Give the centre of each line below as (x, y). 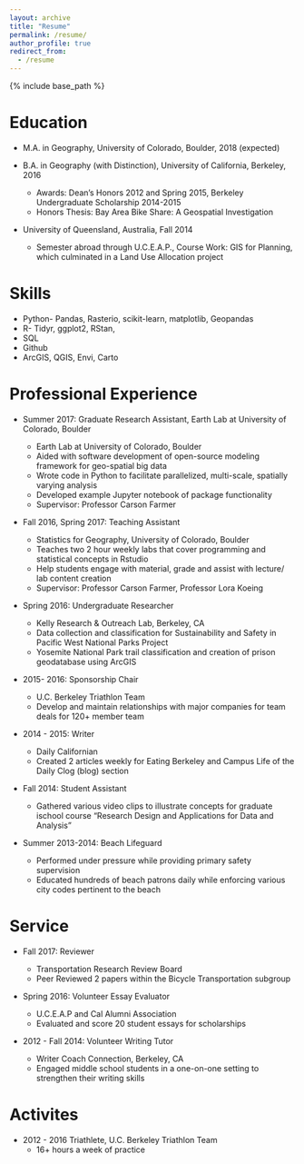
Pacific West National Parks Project (102, 642)
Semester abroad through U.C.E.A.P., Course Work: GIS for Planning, (164, 247)
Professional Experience (103, 394)
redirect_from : (38, 52)
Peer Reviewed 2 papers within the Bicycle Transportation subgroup (163, 979)
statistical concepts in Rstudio (92, 559)
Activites (44, 1114)
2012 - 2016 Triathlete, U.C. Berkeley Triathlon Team (120, 1139)
